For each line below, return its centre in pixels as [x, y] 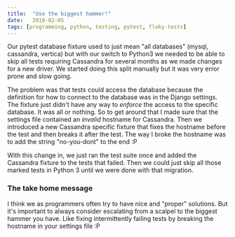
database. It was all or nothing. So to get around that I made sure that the [113, 112]
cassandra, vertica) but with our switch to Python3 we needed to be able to [116, 54]
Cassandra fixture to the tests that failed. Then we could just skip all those [114, 163]
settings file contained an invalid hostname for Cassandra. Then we [105, 120]
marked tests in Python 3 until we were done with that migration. [100, 170]
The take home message [50, 188]
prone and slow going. [40, 76]
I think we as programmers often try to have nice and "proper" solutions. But [117, 203]
